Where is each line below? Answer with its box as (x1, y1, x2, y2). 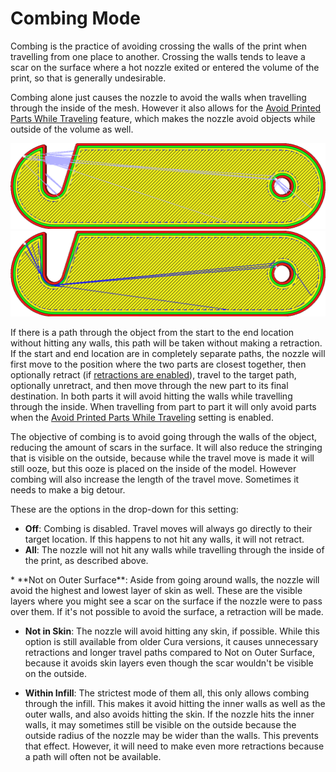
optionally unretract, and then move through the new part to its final (10, 379, 289, 391)
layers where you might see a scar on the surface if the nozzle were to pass (10, 595, 323, 607)
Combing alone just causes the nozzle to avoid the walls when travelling (10, 91, 307, 103)
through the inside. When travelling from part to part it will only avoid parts (10, 400, 317, 412)
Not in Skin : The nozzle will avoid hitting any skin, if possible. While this (24, 625, 320, 637)
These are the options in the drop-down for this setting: (10, 503, 239, 515)
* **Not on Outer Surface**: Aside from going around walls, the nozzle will (10, 573, 320, 586)
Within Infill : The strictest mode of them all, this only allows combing (24, 687, 310, 699)
